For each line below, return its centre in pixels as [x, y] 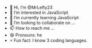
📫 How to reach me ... [32, 28]
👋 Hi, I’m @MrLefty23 [31, 7]
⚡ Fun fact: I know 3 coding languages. [48, 40]
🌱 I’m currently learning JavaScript [44, 18]
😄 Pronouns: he [26, 35]
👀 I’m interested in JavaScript [39, 12]
